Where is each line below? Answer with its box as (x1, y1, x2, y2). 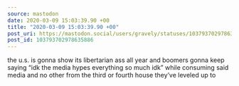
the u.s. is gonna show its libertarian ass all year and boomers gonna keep (7, 56, 225, 64)
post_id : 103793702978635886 (7, 37, 94, 44)
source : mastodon (7, 10, 59, 18)
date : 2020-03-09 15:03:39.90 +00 (7, 17, 110, 24)
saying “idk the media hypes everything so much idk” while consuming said (7, 63, 229, 72)
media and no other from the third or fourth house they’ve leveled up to (7, 71, 216, 80)
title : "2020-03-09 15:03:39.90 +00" (7, 23, 119, 30)
